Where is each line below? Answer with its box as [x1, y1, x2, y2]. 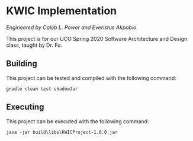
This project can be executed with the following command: [6, 117, 149, 125]
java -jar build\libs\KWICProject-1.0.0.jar [6, 129, 118, 135]
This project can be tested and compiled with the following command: [6, 74, 176, 81]
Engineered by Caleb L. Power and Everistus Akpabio [6, 24, 137, 31]
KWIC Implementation [6, 4, 117, 18]
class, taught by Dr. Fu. [6, 41, 62, 49]
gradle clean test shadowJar [6, 86, 78, 92]
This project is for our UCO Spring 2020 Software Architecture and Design [6, 35, 188, 42]
